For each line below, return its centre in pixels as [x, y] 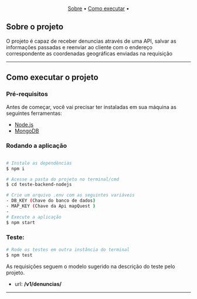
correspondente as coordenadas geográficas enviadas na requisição [89, 53]
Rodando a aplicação [37, 146]
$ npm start [21, 222]
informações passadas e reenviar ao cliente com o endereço [79, 47]
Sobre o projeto [35, 27]
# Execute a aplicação [34, 217]
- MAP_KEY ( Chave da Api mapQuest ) [51, 206]
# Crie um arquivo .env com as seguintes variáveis [70, 195]
